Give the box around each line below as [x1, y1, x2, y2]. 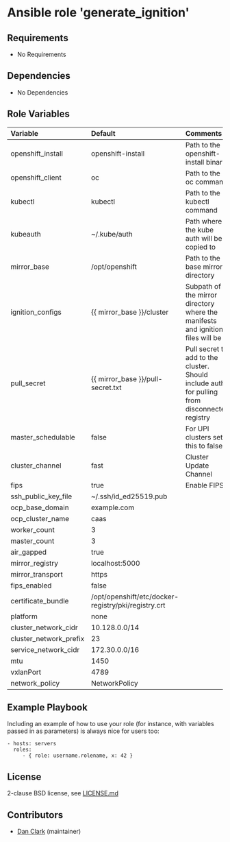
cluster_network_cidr [10, 623, 79, 632]
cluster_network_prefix [10, 634, 85, 643]
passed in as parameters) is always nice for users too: [7, 727, 159, 735]
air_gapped [10, 547, 47, 557]
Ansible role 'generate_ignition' [7, 5, 190, 21]
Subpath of [185, 281, 221, 291]
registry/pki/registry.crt [91, 600, 166, 610]
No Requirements [16, 50, 66, 58]
